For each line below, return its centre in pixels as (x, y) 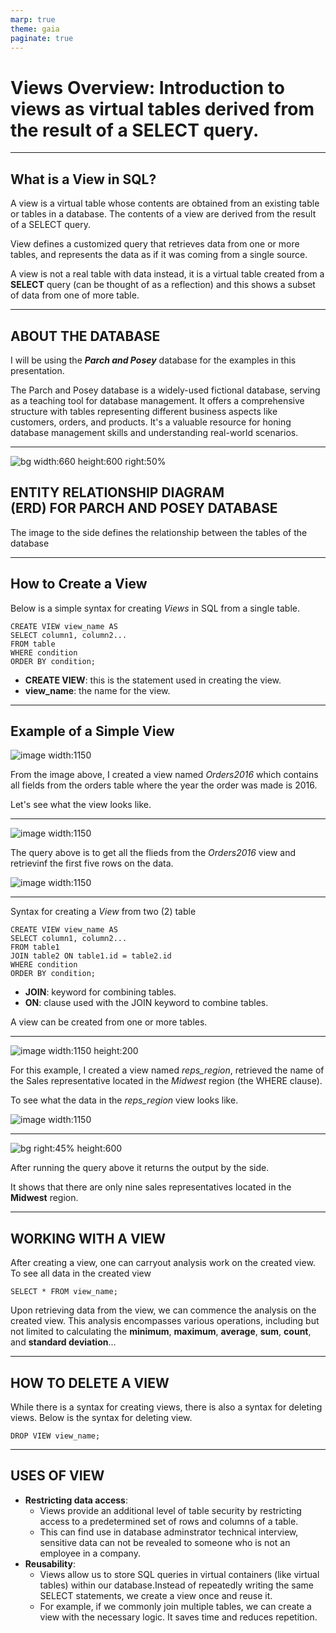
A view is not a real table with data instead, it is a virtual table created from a (167, 274)
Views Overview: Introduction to (147, 87)
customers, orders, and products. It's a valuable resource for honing (151, 422)
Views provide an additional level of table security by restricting (170, 1510)
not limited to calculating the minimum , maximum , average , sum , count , (161, 1332)
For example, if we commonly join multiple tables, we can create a (175, 1606)
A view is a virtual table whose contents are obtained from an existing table (165, 203)
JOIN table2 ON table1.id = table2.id (91, 956)
